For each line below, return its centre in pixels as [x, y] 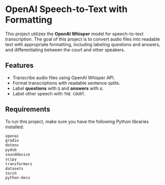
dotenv [12, 145]
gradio [12, 141]
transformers [19, 164]
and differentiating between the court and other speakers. [65, 50]
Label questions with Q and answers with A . [58, 88]
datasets [14, 168]
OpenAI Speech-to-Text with [66, 9]
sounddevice [18, 155]
